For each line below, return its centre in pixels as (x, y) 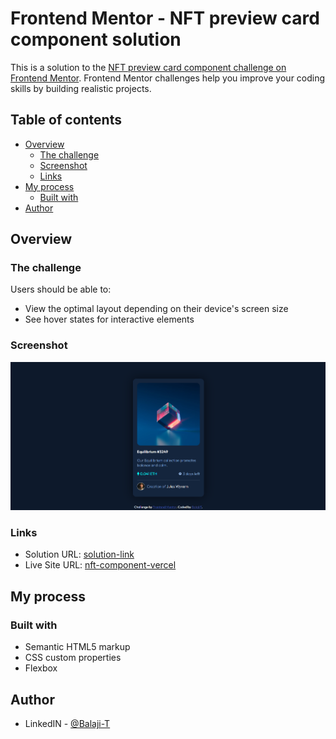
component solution (96, 39)
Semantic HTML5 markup (77, 647)
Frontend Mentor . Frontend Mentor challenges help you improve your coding (168, 78)
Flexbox (41, 668)
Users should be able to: (61, 289)
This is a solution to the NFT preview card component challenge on (148, 67)
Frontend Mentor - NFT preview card (165, 18)
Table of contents (66, 120)
